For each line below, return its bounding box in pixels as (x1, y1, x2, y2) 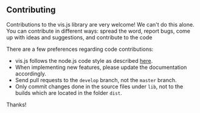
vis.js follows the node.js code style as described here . (15, 57, 153, 64)
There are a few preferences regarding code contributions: (6, 45, 154, 53)
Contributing (6, 5, 56, 15)
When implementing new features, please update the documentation (15, 63, 187, 71)
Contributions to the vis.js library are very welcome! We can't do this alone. (6, 21, 195, 28)
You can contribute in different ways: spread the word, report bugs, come (6, 27, 190, 34)
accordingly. (15, 69, 47, 77)
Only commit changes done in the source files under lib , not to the (15, 83, 184, 90)
